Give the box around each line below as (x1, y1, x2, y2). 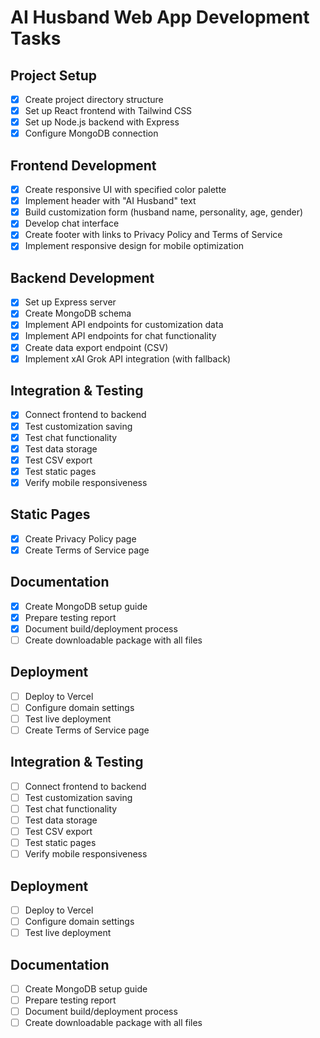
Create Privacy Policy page (24, 532, 137, 545)
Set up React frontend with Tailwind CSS (24, 105, 193, 117)
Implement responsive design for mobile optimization (24, 240, 245, 252)
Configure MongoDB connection (24, 127, 159, 140)
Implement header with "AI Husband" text (24, 195, 197, 207)
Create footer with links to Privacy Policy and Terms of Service (24, 229, 283, 241)
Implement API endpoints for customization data (24, 319, 224, 331)
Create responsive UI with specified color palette (24, 184, 227, 196)
